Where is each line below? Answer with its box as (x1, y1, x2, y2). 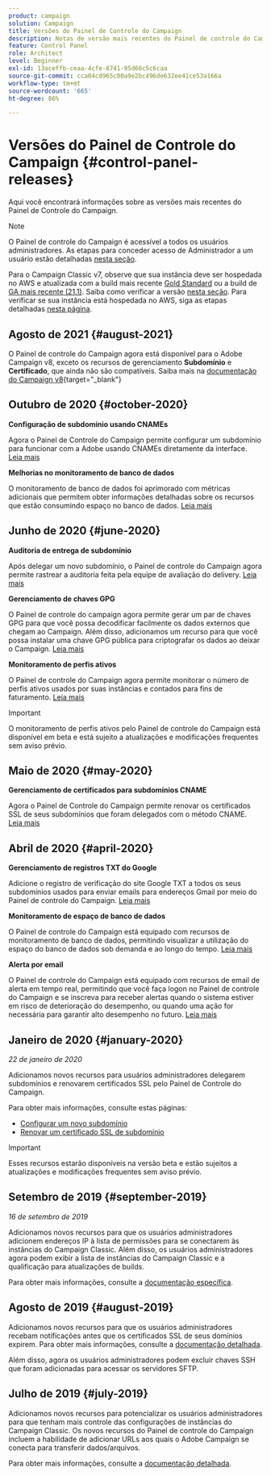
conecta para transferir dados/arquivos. (8, 1442, 141, 1453)
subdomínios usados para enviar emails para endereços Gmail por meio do (8, 887, 257, 897)
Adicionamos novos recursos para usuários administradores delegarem (8, 1070, 246, 1080)
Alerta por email (8, 960, 64, 969)
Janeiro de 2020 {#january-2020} (8, 1033, 184, 1047)
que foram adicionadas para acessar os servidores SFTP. (8, 1363, 199, 1373)
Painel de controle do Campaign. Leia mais (8, 896, 151, 905)
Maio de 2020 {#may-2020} (8, 764, 153, 778)
